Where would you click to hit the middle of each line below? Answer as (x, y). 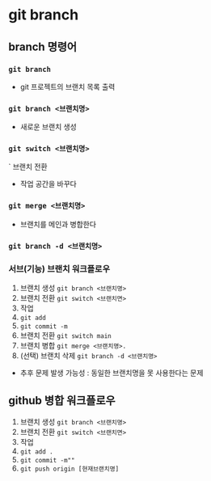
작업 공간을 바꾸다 (48, 184)
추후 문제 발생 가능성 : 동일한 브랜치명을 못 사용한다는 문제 (112, 373)
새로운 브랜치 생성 (48, 127)
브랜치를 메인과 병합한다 (58, 224)
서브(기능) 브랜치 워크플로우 (59, 268)
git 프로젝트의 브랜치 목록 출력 (68, 86)
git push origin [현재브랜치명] (70, 469)
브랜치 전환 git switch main (65, 335)
